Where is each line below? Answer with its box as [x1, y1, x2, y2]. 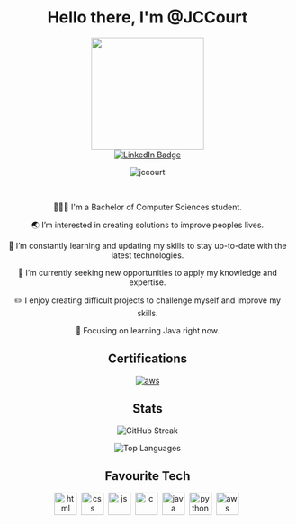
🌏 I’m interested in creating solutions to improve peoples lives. [31, 219, 265, 230]
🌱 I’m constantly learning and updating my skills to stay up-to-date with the [8, 240, 287, 251]
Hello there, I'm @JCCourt [47, 7, 248, 28]
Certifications [107, 351, 188, 367]
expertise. [129, 277, 166, 288]
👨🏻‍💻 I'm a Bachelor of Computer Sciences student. [53, 201, 242, 212]
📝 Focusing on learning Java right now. [76, 324, 220, 335]
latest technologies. [111, 250, 184, 261]
